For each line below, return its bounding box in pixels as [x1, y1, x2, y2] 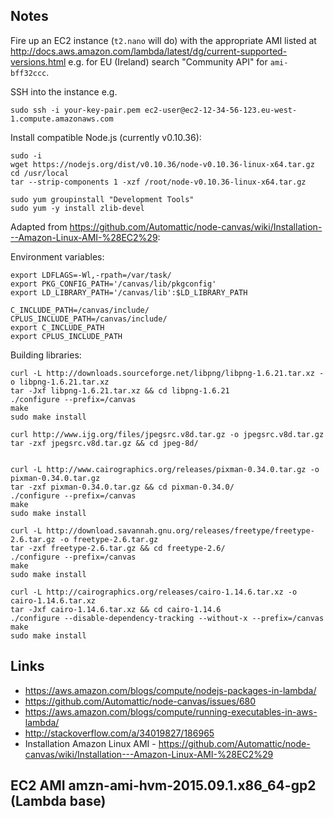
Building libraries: [10, 349, 82, 361]
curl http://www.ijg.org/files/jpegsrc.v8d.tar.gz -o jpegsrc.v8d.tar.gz [10, 429, 325, 439]
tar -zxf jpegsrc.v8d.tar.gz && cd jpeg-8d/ [10, 438, 199, 448]
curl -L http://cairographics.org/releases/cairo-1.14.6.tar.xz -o [10, 587, 298, 597]
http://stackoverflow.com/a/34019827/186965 [24, 727, 215, 739]
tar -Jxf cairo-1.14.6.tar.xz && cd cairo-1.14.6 [10, 604, 222, 614]
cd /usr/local [10, 168, 70, 178]
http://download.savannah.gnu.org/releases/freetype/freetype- [46, 525, 315, 536]
